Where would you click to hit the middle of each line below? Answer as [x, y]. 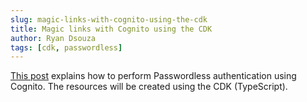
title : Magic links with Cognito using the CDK [111, 29]
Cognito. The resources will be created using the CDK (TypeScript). [149, 87]
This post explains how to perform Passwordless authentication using [153, 76]
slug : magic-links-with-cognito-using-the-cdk [109, 19]
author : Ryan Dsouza [53, 38]
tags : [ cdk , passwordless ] [66, 47]
